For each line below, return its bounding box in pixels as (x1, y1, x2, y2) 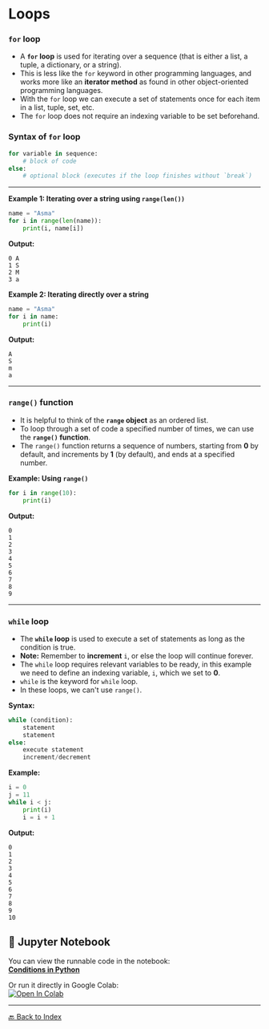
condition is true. (19, 642, 76, 652)
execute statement (22, 746, 84, 754)
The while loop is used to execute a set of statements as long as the (19, 634, 246, 643)
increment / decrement (22, 753, 91, 762)
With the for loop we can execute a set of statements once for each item (19, 94, 260, 104)
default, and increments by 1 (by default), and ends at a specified (19, 449, 235, 459)
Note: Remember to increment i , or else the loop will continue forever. (19, 650, 254, 660)
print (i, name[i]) (22, 225, 84, 233)
